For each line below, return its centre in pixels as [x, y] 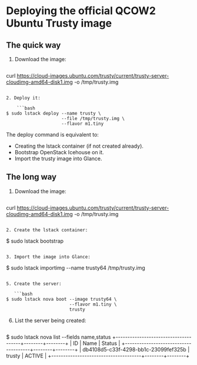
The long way [31, 177]
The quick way [34, 45]
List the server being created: [50, 320]
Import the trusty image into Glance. [58, 158]
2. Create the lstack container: [47, 230]
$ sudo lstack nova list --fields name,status [59, 337]
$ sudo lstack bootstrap [35, 241]
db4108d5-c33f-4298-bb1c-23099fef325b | [136, 349]
